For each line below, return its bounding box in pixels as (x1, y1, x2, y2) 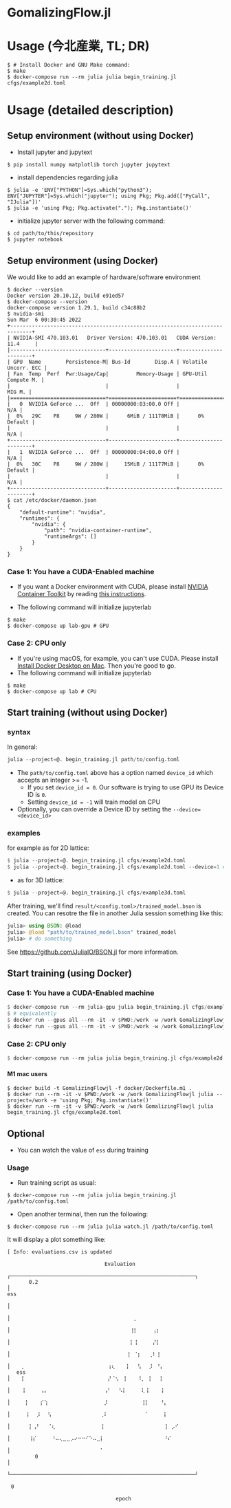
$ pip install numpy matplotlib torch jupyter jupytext (7, 162, 170, 168)
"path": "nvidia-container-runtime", (43, 527, 153, 534)
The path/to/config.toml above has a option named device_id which (16, 769, 214, 777)
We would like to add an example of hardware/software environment (7, 273, 201, 281)
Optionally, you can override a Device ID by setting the (16, 805, 172, 813)
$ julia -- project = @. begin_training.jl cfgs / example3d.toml (7, 889, 186, 897)
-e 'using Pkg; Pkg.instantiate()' (50, 1097, 153, 1104)
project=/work (7, 1097, 48, 1104)
